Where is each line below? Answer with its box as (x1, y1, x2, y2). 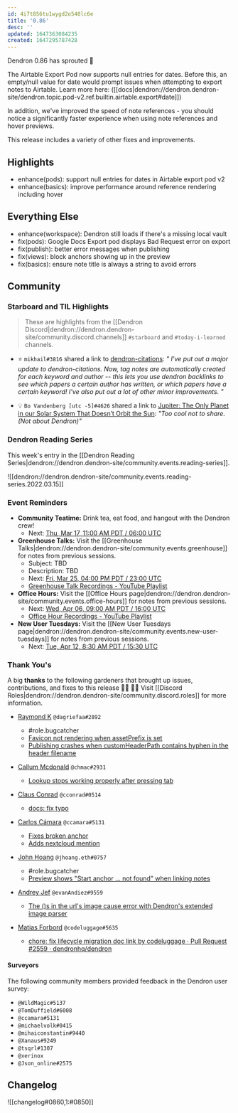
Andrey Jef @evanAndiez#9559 (17, 888, 103, 897)
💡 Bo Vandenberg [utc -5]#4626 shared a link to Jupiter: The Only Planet (17, 401, 229, 410)
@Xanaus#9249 (17, 1037, 57, 1044)
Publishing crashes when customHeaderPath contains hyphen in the (28, 741, 229, 750)
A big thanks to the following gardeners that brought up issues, (7, 676, 193, 685)
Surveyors (7, 961, 39, 969)
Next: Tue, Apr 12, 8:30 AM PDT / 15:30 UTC (28, 642, 158, 651)
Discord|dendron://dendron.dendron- (24, 325, 135, 334)
